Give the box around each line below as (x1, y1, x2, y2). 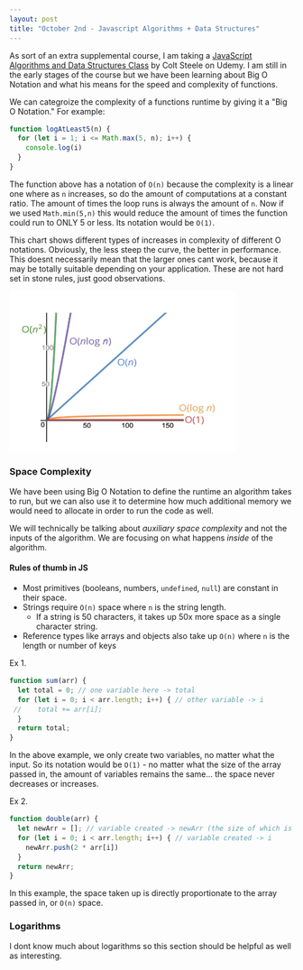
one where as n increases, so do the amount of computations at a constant (9, 188, 288, 199)
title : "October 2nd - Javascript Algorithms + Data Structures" (9, 23, 260, 33)
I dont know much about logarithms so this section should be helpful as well (9, 940, 291, 951)
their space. (22, 592, 68, 604)
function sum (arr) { (9, 677, 87, 686)
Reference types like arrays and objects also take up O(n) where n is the (22, 631, 290, 642)
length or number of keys (22, 641, 117, 651)
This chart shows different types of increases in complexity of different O (9, 235, 281, 245)
